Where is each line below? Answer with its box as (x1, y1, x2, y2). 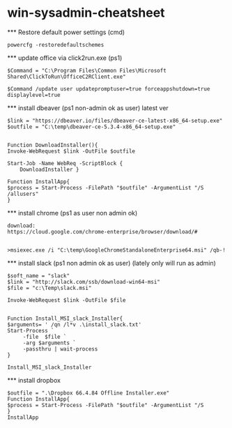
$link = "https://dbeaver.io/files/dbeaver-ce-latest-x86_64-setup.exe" (7, 117, 223, 124)
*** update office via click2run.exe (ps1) (7, 54, 123, 62)
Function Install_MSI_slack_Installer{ (7, 315, 123, 322)
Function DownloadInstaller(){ (7, 142, 98, 148)
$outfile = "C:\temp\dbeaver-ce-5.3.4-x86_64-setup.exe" (7, 123, 176, 130)
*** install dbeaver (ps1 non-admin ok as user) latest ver (7, 103, 169, 112)
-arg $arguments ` (22, 339, 77, 346)
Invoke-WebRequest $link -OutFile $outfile (7, 148, 136, 155)
